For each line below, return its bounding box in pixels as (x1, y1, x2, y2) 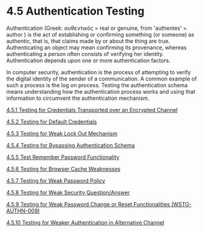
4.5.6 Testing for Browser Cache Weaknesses (6, 165, 120, 172)
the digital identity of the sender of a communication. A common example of (6, 75, 198, 82)
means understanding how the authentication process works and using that (6, 88, 196, 95)
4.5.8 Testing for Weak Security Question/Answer (6, 189, 130, 196)
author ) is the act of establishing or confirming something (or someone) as (6, 30, 194, 38)
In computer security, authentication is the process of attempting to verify (6, 68, 191, 76)
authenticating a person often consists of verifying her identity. (6, 50, 164, 57)
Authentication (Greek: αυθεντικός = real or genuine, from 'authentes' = (6, 24, 187, 32)
